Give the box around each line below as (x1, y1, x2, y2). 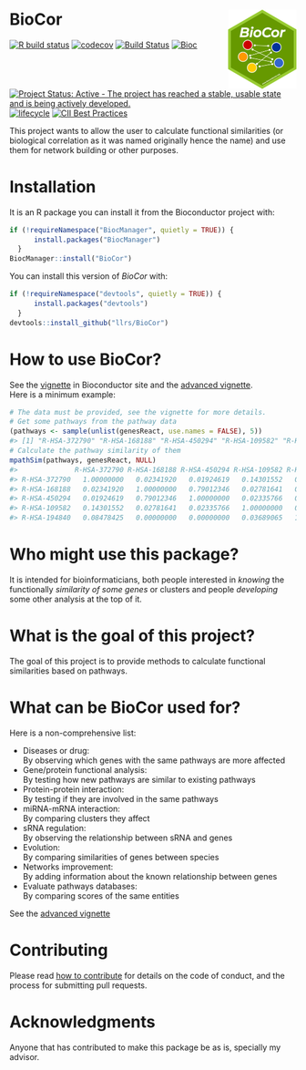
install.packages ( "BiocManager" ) (33, 235, 161, 244)
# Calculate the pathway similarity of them (9, 447, 181, 456)
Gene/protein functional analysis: (22, 764, 148, 775)
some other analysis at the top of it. (9, 593, 143, 604)
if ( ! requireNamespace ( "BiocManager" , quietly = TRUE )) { (9, 225, 234, 234)
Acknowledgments (9, 1012, 157, 1032)
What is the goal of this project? (9, 625, 256, 646)
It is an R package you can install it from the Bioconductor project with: (9, 206, 275, 218)
